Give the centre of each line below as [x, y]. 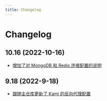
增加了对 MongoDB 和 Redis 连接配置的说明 [57, 65]
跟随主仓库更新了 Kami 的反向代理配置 [52, 94]
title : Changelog [23, 10]
